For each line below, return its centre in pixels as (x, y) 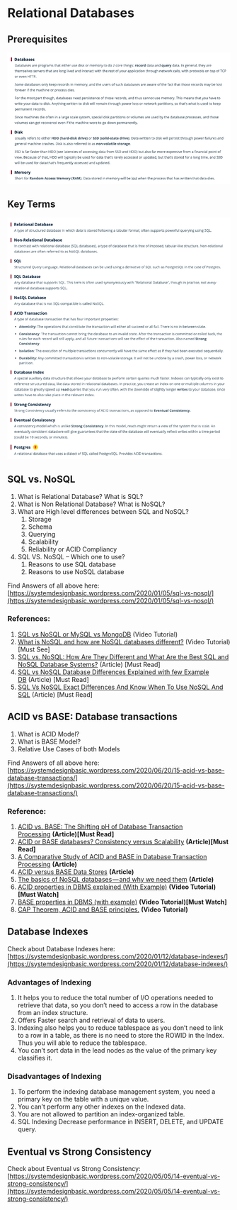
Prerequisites (37, 39)
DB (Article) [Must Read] (53, 679)
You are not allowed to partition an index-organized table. (101, 1114)
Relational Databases (71, 13)
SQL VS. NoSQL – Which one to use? (71, 556)
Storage (40, 519)
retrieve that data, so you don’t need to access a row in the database (117, 1005)
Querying (42, 534)
